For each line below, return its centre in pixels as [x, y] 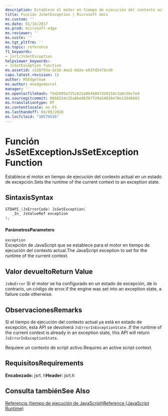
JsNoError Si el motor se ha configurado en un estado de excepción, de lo [81, 283]
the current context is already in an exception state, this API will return [77, 332]
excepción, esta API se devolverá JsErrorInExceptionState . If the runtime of [83, 327]
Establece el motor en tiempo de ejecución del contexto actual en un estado [83, 176]
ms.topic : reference [27, 47]
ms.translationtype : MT [30, 103]
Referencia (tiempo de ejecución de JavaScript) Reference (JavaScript [77, 403]
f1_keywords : [19, 51]
